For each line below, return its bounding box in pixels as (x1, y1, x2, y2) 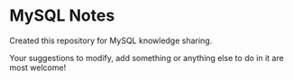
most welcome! (9, 62, 67, 73)
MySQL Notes (9, 5, 115, 26)
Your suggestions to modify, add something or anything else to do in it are (9, 52, 284, 63)
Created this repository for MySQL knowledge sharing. (9, 35, 213, 46)
